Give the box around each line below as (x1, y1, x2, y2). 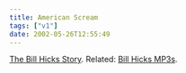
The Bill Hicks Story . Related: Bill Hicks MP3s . (9, 54, 178, 65)
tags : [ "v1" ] (9, 21, 58, 30)
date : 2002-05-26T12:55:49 (9, 29, 111, 38)
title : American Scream (9, 12, 99, 22)
